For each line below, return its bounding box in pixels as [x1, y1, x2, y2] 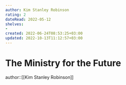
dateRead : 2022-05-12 [5, 17, 51, 22]
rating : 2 [5, 12, 26, 17]
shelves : [5, 21, 24, 27]
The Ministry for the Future [5, 58, 121, 69]
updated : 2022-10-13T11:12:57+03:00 [5, 36, 83, 41]
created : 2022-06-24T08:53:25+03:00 [5, 31, 83, 36]
